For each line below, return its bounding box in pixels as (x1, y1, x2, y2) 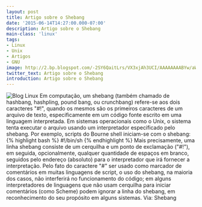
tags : (6, 37, 20, 43)
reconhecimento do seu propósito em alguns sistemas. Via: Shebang (6, 194, 177, 202)
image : (6, 64, 23, 71)
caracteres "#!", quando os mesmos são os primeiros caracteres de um (6, 105, 183, 112)
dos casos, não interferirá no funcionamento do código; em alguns (6, 175, 171, 182)
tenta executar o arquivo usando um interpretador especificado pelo (6, 124, 176, 131)
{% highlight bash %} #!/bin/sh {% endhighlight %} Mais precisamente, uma (6, 137, 195, 144)
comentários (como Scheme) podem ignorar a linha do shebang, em (6, 188, 176, 195)
